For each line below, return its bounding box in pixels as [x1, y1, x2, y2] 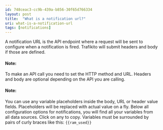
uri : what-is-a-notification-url [5, 21, 73, 26]
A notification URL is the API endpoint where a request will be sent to [5, 39, 144, 44]
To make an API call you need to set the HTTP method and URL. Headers [5, 71, 151, 77]
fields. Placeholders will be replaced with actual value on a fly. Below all [5, 104, 149, 109]
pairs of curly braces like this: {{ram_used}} [5, 119, 92, 125]
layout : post [5, 12, 32, 17]
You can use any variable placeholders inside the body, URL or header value [5, 98, 158, 104]
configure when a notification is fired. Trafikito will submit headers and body [5, 44, 158, 50]
